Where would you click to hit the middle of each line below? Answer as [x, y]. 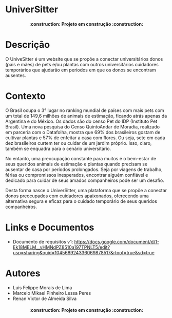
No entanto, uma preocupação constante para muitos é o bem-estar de [81, 158]
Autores [23, 273]
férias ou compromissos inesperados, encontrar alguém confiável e [77, 175]
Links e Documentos [50, 227]
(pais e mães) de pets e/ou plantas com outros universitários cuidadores [82, 64]
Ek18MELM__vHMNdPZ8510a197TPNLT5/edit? [61, 247]
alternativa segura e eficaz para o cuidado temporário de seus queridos [81, 201]
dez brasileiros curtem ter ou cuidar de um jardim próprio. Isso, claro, [79, 143]
